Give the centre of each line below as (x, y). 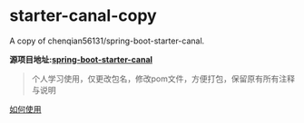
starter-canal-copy (83, 16)
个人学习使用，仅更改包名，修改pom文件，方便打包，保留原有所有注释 (163, 79)
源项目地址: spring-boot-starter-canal (81, 59)
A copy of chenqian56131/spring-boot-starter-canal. (107, 41)
